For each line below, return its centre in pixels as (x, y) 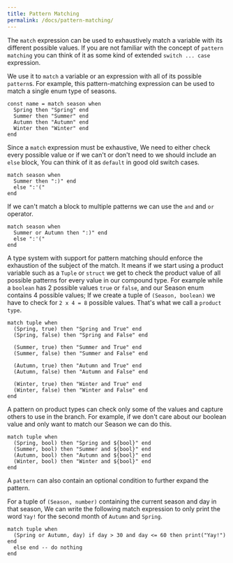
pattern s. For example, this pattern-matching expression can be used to (111, 83)
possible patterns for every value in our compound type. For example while (115, 280)
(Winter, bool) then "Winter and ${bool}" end (82, 461)
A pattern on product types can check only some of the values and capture (115, 409)
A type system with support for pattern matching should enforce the (105, 258)
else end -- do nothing (48, 547)
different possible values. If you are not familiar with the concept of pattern (115, 48)
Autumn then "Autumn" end (51, 122)
